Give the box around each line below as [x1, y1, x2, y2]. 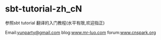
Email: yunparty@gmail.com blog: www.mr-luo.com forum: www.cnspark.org [5, 29, 156, 35]
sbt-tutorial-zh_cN [5, 3, 82, 14]
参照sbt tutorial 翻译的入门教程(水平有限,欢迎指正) [5, 20, 105, 26]
